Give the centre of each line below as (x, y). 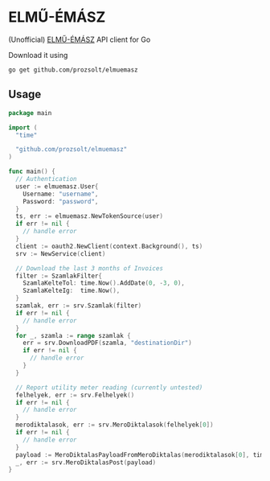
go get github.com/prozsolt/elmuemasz (73, 70)
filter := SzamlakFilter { (59, 276)
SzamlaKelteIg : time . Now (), (72, 291)
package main (30, 113)
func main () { (32, 172)
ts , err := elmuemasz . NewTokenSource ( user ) (89, 216)
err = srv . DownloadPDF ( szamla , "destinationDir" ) (108, 343)
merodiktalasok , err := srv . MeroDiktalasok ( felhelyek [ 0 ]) (115, 425)
